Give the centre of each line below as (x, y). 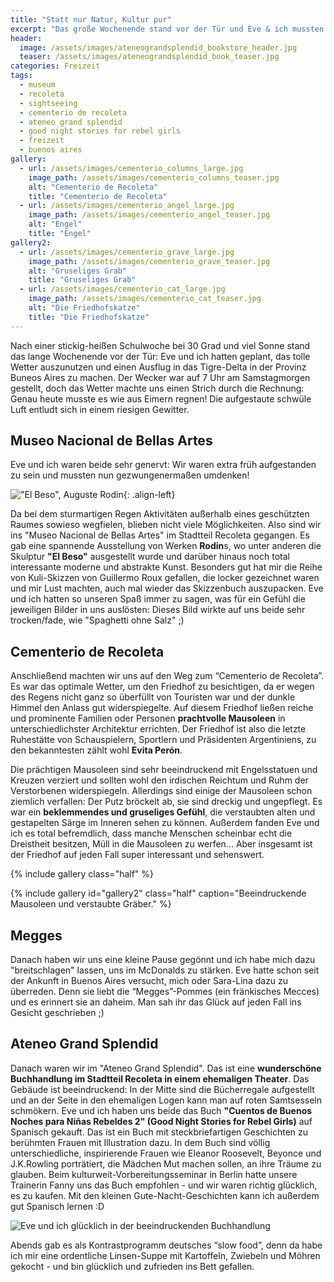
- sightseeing (48, 103)
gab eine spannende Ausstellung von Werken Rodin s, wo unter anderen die (166, 546)
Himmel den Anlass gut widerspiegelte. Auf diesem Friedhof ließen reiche (162, 708)
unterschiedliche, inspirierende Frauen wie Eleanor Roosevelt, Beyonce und (166, 1153)
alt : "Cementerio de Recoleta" (93, 187)
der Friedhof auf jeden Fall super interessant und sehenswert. (137, 855)
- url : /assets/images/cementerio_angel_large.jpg (127, 206)
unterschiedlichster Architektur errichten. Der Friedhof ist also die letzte (158, 729)
